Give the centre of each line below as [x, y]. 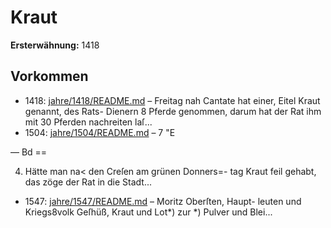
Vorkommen [49, 76]
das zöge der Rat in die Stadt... [88, 182]
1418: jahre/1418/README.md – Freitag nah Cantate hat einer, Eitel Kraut [172, 100]
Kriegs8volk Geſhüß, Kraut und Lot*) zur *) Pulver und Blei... [148, 212]
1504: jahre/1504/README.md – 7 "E [100, 132]
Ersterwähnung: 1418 [55, 45]
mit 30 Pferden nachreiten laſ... [88, 122]
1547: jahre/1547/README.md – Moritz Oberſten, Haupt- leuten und [163, 201]
